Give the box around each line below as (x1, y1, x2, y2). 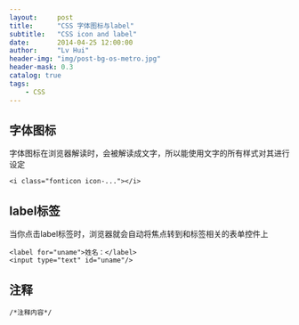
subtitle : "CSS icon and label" (9, 29, 138, 38)
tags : (9, 79, 29, 88)
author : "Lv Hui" (9, 46, 90, 55)
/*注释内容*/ (9, 308, 53, 317)
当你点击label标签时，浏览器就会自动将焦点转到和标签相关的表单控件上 (9, 229, 269, 240)
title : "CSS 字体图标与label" (9, 21, 135, 30)
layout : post (9, 12, 74, 22)
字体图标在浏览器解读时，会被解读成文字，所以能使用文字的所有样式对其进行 (9, 148, 290, 158)
